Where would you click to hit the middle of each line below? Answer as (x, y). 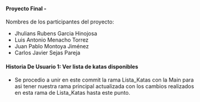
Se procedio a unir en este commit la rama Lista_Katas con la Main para (104, 80)
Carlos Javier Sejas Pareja (47, 53)
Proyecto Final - (26, 8)
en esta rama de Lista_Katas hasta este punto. (72, 93)
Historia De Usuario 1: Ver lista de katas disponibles (72, 66)
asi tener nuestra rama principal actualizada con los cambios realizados (104, 86)
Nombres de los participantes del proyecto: (60, 22)
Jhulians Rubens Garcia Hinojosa (56, 34)
